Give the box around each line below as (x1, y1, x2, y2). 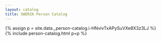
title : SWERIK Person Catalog (5, 12, 68, 17)
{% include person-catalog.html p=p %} (5, 30, 87, 36)
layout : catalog (5, 7, 39, 12)
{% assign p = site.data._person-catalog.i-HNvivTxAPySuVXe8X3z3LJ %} (5, 25, 157, 31)
